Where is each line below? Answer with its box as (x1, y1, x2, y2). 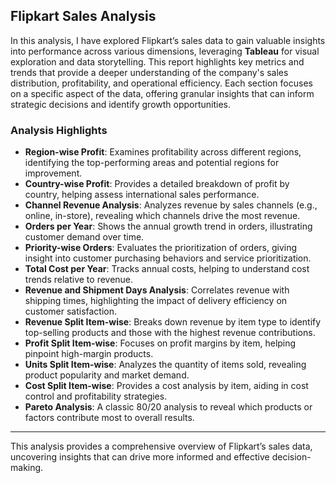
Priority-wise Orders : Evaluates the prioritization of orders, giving (24, 242, 298, 254)
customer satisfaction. (24, 305, 118, 318)
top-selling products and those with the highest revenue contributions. (24, 327, 316, 339)
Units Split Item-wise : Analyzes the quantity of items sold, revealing (24, 359, 307, 371)
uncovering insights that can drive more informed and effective (10, 451, 270, 463)
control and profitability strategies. (24, 390, 168, 403)
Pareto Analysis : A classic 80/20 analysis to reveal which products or (24, 401, 313, 413)
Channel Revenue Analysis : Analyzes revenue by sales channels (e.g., (24, 199, 318, 211)
